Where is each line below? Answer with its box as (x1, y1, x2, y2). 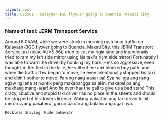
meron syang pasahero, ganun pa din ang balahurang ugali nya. (5, 101, 133, 106)
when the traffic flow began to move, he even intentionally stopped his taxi (5, 69, 155, 75)
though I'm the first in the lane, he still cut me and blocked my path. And (5, 64, 150, 70)
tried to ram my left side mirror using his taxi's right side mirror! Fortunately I (5, 54, 159, 60)
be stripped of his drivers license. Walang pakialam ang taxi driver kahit (5, 95, 149, 101)
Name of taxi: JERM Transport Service (5, 28, 98, 34)
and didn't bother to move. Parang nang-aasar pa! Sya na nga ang (5, 75, 138, 81)
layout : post (5, 7, 32, 12)
